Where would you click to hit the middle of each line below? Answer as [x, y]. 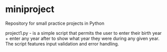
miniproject [30, 9]
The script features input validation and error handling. [62, 43]
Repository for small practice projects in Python [55, 23]
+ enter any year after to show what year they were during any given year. [82, 38]
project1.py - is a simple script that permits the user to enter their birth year [83, 33]
